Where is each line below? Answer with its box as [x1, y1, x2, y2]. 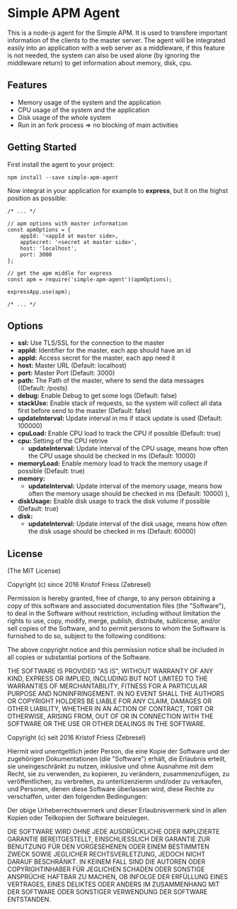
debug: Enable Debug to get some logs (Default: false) [17, 392, 178, 400]
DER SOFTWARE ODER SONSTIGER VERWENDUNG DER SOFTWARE [7, 888, 208, 896]
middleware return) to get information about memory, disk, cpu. [7, 58, 192, 67]
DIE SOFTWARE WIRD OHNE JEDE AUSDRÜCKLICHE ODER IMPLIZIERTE [7, 827, 220, 836]
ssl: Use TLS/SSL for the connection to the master [17, 338, 165, 347]
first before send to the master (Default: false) [17, 407, 152, 415]
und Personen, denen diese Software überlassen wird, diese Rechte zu [7, 785, 214, 793]
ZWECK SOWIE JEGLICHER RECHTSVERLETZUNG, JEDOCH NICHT [7, 850, 206, 859]
